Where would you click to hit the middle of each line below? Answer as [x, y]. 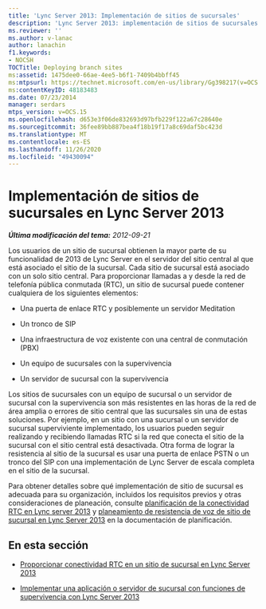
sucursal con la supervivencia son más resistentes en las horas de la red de [132, 403]
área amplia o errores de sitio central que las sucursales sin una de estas [128, 411]
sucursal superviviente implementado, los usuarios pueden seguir [116, 429]
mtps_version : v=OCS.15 [48, 113]
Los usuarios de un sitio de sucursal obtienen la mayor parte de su [117, 251]
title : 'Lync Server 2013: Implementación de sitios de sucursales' [124, 16]
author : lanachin [37, 45]
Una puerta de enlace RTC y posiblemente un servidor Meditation [127, 309]
